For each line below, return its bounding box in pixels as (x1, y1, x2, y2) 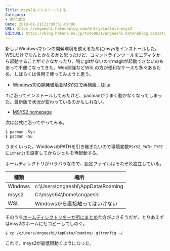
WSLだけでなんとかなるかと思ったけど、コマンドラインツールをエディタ (5, 52, 157, 58)
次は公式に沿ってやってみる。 (5, 120, 67, 125)
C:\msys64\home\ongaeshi (34, 191, 100, 198)
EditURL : (5, 31, 24, 36)
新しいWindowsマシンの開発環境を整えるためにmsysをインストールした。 (5, 46, 160, 51)
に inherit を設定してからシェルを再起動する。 (5, 150, 101, 156)
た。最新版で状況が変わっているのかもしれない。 (5, 99, 107, 104)
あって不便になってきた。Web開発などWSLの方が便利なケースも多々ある (5, 64, 157, 70)
